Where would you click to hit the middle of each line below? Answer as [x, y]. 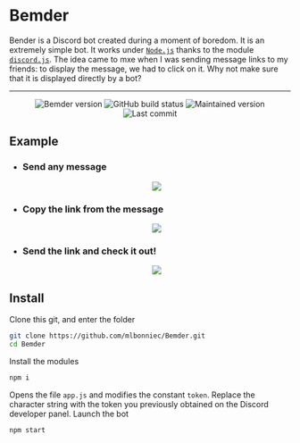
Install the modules [44, 361]
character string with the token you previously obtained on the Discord [139, 404]
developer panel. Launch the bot [69, 414]
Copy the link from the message [92, 209]
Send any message [64, 167]
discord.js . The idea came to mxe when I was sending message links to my [149, 59]
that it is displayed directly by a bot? [75, 78]
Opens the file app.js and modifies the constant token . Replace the [133, 395]
